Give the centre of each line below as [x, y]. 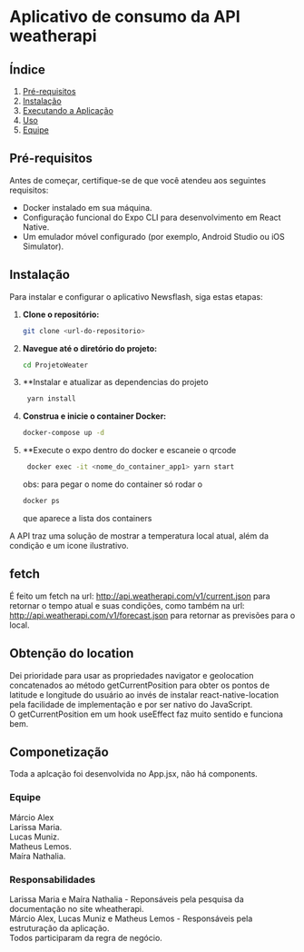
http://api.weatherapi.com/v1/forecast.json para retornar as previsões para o [152, 615]
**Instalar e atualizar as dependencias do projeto [115, 382]
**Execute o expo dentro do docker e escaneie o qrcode [129, 451]
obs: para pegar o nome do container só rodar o [112, 484]
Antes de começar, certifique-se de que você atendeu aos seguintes [137, 180]
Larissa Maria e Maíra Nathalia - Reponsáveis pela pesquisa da [127, 899]
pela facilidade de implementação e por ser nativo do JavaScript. [131, 704]
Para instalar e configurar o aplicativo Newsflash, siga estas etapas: [136, 296]
